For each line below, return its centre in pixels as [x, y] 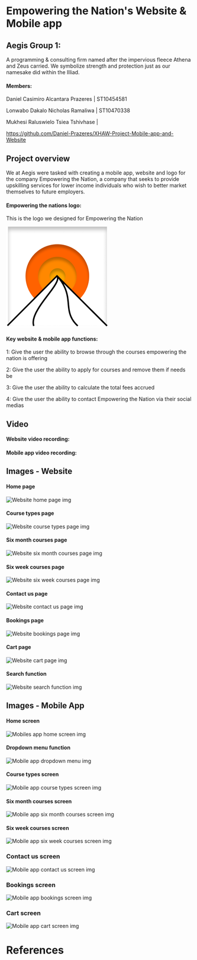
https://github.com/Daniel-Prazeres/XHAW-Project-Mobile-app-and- [90, 133]
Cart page [19, 647]
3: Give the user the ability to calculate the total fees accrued [80, 387]
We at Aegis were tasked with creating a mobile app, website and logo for [96, 173]
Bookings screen [31, 885]
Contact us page [27, 593]
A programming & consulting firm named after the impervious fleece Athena [98, 60]
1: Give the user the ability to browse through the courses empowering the [96, 352]
